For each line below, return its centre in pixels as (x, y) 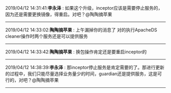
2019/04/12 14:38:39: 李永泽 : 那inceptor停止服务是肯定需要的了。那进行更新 (85, 67)
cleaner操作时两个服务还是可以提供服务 (47, 36)
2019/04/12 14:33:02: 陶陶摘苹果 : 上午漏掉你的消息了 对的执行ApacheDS (81, 30)
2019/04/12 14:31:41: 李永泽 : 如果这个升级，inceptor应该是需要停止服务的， (84, 8)
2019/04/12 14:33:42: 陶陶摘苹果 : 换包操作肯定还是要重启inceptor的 (76, 52)
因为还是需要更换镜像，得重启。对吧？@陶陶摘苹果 (59, 14)
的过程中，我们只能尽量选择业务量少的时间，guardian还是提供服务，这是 (81, 74)
